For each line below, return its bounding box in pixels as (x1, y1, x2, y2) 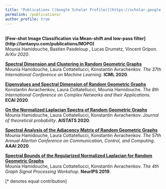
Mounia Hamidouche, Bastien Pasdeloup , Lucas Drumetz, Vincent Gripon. (5, 46, 158, 52)
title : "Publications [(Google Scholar (5, 7, 88, 12)
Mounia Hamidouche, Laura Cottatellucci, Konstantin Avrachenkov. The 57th (5, 133, 162, 139)
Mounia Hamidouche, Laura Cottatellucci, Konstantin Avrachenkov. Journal (5, 112, 159, 118)
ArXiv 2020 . (5, 51, 30, 57)
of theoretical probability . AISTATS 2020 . (5, 118, 90, 124)
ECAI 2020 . (5, 97, 29, 103)
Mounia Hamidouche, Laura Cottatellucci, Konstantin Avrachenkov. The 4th (5, 163, 159, 170)
